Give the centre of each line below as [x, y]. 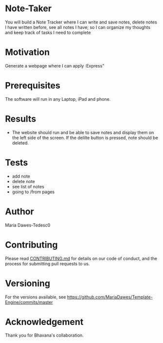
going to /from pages [33, 192]
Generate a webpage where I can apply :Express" [55, 66]
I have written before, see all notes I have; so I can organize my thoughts [78, 27]
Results [21, 119]
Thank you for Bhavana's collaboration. [44, 335]
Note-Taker [28, 9]
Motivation [27, 52]
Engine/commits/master [29, 302]
